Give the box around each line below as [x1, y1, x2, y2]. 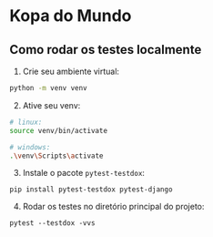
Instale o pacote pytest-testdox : [22, 168, 146, 179]
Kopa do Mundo [9, 5, 132, 26]
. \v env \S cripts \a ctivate [9, 151, 104, 160]
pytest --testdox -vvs [9, 219, 96, 228]
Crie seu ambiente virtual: [22, 66, 120, 77]
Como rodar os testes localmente [9, 42, 202, 57]
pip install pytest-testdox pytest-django [9, 185, 173, 194]
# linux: [9, 118, 43, 127]
